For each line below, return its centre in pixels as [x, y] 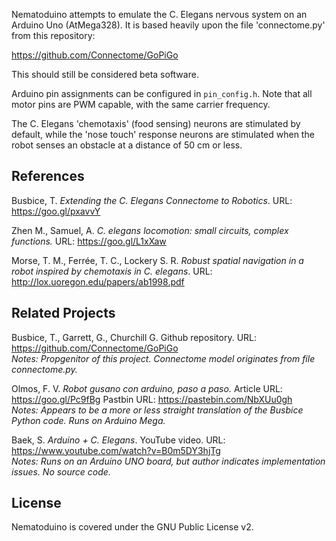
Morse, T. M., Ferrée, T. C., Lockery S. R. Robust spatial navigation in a [157, 260]
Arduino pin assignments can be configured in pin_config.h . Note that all [162, 93]
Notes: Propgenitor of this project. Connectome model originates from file [163, 358]
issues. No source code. [61, 471]
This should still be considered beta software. [105, 74]
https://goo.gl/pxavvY [56, 211]
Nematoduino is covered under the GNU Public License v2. [132, 527]
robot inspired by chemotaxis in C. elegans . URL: [112, 271]
